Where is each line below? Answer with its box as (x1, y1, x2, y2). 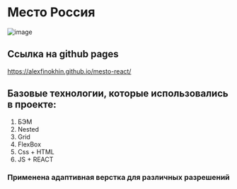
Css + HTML (17, 147, 54, 156)
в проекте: (7, 98, 57, 110)
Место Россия (7, 4, 96, 21)
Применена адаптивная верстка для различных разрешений (7, 173, 230, 183)
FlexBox (17, 139, 41, 149)
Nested (17, 125, 40, 133)
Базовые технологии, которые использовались (7, 88, 229, 100)
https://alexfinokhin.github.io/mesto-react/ (7, 67, 132, 75)
